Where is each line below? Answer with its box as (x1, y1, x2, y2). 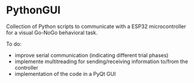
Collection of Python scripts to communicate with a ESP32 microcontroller (6, 23, 186, 30)
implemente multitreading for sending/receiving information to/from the (14, 58, 189, 65)
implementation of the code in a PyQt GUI (14, 70, 116, 77)
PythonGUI (6, 4, 61, 17)
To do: (6, 40, 22, 47)
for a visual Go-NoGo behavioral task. (6, 29, 98, 36)
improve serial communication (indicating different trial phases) (14, 51, 169, 58)
